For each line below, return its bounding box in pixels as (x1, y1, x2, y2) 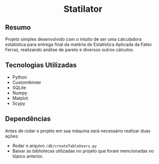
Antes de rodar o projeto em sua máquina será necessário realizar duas (5, 127, 151, 134)
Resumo (5, 23, 31, 32)
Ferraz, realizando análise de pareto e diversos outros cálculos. (5, 47, 134, 52)
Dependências (5, 115, 51, 123)
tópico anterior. (12, 153, 43, 159)
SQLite (12, 84, 26, 90)
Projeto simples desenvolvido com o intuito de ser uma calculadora (5, 36, 142, 42)
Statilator (63, 3, 103, 15)
